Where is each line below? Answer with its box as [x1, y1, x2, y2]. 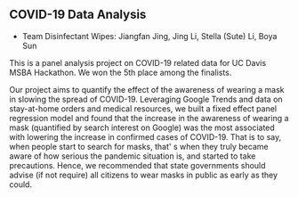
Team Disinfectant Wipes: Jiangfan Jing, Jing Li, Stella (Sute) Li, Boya [21, 30, 278, 41]
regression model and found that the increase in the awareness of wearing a [9, 112, 289, 123]
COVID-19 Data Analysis [9, 7, 147, 22]
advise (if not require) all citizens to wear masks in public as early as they [9, 169, 278, 180]
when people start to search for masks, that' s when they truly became [9, 141, 269, 152]
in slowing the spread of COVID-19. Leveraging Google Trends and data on [9, 94, 283, 104]
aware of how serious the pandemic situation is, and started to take [9, 151, 256, 161]
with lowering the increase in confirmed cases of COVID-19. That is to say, [9, 131, 282, 142]
